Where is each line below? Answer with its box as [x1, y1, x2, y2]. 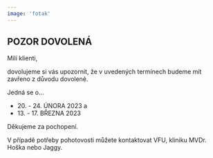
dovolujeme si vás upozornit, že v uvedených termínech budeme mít [7, 67, 202, 76]
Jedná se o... [7, 88, 44, 97]
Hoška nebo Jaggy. [7, 143, 63, 152]
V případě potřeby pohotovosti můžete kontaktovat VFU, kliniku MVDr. [7, 136, 207, 144]
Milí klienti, [7, 54, 38, 62]
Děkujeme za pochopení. [7, 123, 78, 131]
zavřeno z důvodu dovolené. [7, 75, 89, 83]
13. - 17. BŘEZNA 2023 [17, 109, 82, 118]
